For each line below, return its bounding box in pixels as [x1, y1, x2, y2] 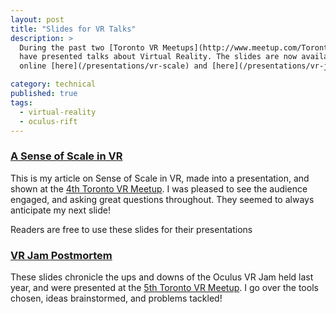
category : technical [10, 79, 97, 90]
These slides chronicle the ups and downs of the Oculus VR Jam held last [10, 271, 314, 283]
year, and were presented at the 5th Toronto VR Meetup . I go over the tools [10, 281, 319, 293]
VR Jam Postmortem [10, 248, 113, 262]
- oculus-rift [19, 116, 78, 126]
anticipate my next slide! [10, 204, 111, 216]
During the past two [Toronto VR [19, 42, 159, 53]
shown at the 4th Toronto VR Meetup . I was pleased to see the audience [10, 182, 308, 195]
